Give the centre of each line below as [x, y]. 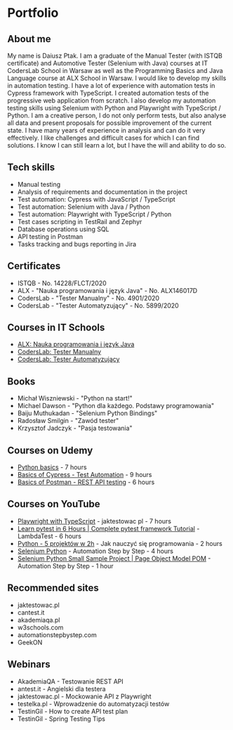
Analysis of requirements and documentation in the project [102, 192]
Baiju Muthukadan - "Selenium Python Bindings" [87, 413]
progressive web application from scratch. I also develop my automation [112, 100]
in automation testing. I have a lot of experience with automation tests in [111, 85]
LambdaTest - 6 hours [49, 536]
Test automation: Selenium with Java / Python [84, 207]
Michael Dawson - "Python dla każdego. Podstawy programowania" [116, 406]
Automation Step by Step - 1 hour [65, 566]
